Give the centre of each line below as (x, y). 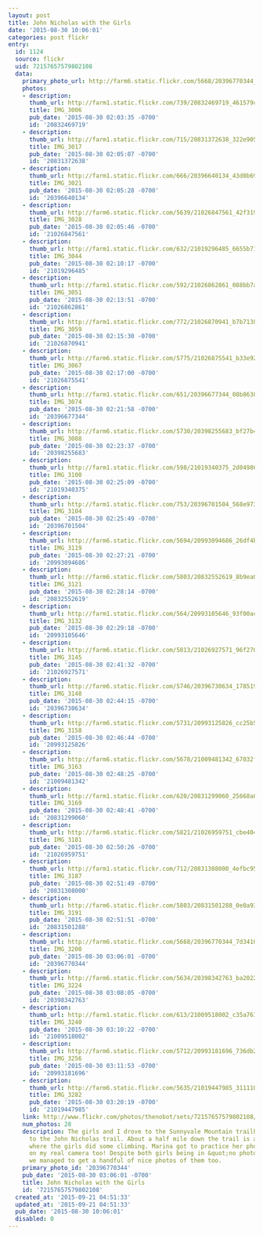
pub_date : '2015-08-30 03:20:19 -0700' (94, 1102)
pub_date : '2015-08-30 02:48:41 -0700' (94, 811)
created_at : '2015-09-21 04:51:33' (73, 1197)
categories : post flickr (49, 37)
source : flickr (40, 60)
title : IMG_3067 (55, 366)
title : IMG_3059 (55, 329)
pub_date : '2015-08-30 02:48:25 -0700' (94, 774)
